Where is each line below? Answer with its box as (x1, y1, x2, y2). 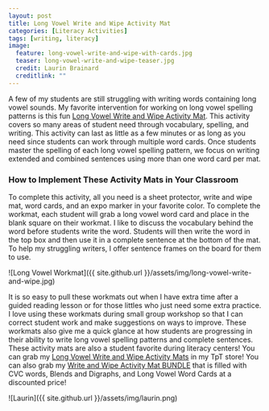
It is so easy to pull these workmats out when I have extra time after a (8, 292, 239, 301)
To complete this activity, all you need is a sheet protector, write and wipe (8, 192, 253, 201)
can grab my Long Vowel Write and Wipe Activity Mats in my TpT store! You (8, 351, 259, 361)
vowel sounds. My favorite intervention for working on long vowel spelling (8, 102, 254, 112)
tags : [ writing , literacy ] (8, 34, 99, 43)
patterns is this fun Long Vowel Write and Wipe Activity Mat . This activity (8, 110, 250, 121)
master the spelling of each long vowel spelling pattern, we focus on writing (8, 145, 260, 155)
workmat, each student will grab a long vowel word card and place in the (8, 209, 250, 218)
